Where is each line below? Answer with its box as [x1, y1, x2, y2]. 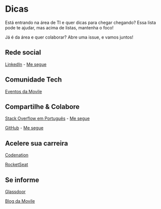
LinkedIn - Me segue [5, 61, 47, 67]
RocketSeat [5, 162, 28, 167]
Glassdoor [5, 189, 26, 194]
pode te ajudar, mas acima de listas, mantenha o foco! [5, 24, 114, 30]
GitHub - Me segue [5, 125, 44, 131]
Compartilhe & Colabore [5, 103, 80, 111]
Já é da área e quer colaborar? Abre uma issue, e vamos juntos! [5, 34, 133, 40]
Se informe [5, 176, 40, 184]
